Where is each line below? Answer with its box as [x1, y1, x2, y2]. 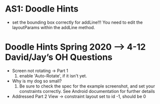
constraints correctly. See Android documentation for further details [19, 88, 155, 94]
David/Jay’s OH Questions [5, 52, 113, 63]
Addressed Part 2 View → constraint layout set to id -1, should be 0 [12, 93, 146, 99]
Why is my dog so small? [12, 78, 62, 84]
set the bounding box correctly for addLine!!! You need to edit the [12, 19, 143, 25]
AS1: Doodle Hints [5, 3, 79, 15]
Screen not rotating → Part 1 [12, 68, 69, 74]
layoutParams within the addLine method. [12, 24, 96, 30]
